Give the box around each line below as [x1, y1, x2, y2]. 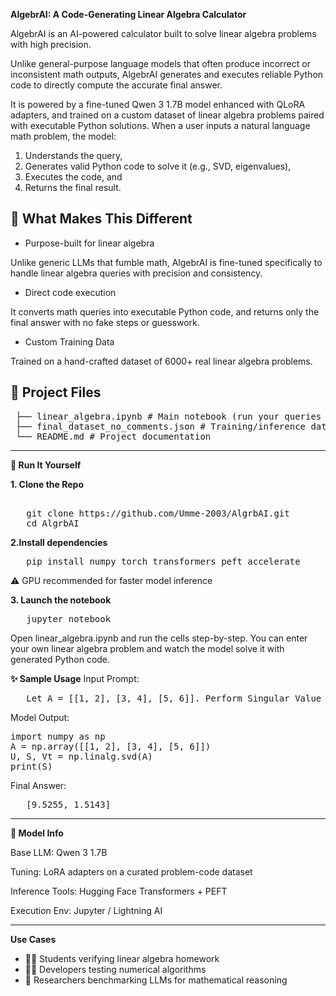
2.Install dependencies [10, 536, 108, 548]
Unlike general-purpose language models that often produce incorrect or [10, 58, 311, 69]
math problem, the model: [10, 130, 117, 142]
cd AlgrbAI [26, 517, 80, 529]
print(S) [10, 760, 53, 772]
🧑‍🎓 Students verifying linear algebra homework [24, 952, 220, 964]
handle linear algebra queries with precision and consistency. [10, 267, 263, 279]
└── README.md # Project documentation [15, 430, 212, 442]
